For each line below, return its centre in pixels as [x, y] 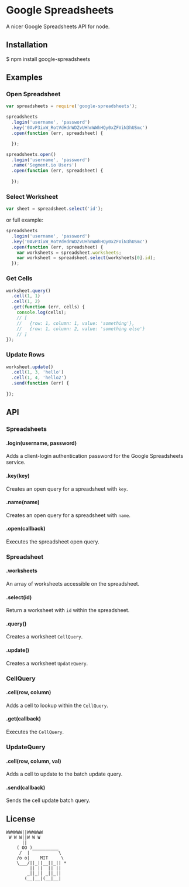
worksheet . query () [28, 291]
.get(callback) [24, 719]
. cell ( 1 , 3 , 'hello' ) [38, 372]
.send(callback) [26, 787]
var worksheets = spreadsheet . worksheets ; [69, 253]
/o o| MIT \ [40, 858]
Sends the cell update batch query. [48, 800]
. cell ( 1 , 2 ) [26, 302]
